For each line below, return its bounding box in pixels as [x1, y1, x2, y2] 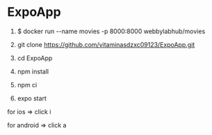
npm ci [17, 80, 38, 89]
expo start [17, 94, 47, 102]
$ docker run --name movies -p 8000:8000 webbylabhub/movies [17, 27, 206, 35]
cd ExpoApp [17, 53, 53, 62]
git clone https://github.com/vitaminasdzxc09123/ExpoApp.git [17, 40, 195, 48]
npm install [17, 67, 49, 75]
